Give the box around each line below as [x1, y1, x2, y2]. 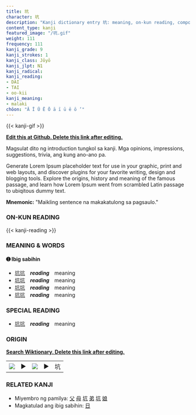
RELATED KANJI [6, 381, 53, 389]
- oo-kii [6, 90, 27, 96]
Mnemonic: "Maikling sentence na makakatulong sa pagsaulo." [6, 199, 159, 206]
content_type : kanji [6, 25, 57, 31]
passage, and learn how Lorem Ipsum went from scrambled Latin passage [6, 181, 184, 188]
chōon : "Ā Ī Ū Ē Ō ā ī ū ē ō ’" [6, 106, 85, 112]
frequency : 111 [6, 41, 43, 47]
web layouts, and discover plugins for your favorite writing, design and [6, 169, 176, 176]
